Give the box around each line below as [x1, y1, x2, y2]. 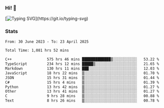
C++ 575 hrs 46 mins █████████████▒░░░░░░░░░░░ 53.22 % [5, 57, 160, 62]
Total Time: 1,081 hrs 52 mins [5, 48, 69, 53]
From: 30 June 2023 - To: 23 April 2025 [5, 39, 89, 44]
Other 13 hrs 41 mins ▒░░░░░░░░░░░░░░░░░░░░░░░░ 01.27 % [5, 89, 160, 94]
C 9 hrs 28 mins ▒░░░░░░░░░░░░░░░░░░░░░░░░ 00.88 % [5, 94, 160, 99]
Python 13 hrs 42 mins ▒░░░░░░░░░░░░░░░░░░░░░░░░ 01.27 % [5, 84, 160, 89]
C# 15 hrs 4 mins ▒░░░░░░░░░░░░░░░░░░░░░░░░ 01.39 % [5, 80, 160, 85]
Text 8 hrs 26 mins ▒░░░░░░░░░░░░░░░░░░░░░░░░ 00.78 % [5, 98, 160, 103]
